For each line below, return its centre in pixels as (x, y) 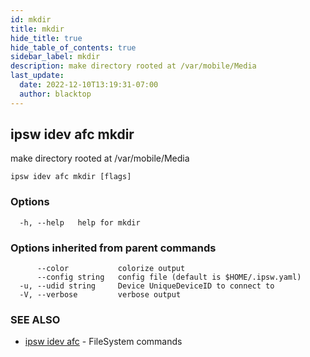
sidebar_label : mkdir (55, 57)
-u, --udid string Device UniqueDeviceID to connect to (147, 286)
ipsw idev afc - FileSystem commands (103, 342)
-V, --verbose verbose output (100, 295)
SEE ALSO (35, 319)
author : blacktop (55, 94)
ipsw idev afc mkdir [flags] (71, 177)
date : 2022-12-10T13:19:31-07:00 (89, 85)
